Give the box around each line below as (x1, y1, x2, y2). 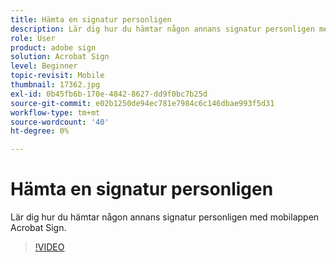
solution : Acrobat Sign (10, 52, 110, 62)
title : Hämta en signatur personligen (10, 14, 172, 25)
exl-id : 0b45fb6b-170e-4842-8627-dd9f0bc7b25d (10, 89, 208, 99)
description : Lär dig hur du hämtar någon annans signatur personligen (10, 24, 315, 34)
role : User (10, 33, 56, 43)
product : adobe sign (10, 42, 97, 53)
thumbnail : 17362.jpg (10, 80, 101, 90)
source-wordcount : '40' (10, 117, 110, 127)
